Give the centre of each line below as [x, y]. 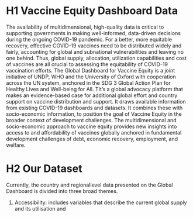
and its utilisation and [40, 208]
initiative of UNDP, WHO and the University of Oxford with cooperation [91, 77]
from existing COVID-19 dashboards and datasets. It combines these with [94, 108]
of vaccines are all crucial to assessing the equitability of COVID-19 [87, 64]
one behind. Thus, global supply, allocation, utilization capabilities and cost [96, 58]
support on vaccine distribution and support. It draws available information [96, 101]
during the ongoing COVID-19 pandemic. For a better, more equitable [89, 39]
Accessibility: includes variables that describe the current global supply [101, 202]
